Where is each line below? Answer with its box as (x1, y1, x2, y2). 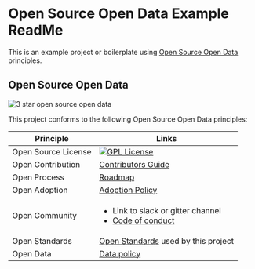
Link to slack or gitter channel (112, 205, 221, 216)
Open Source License (12, 146, 92, 157)
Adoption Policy (99, 184, 158, 195)
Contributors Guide (99, 158, 170, 169)
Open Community (12, 209, 77, 220)
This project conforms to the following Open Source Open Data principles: (8, 115, 248, 124)
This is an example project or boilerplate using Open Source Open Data (8, 47, 239, 56)
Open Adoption (12, 184, 68, 195)
